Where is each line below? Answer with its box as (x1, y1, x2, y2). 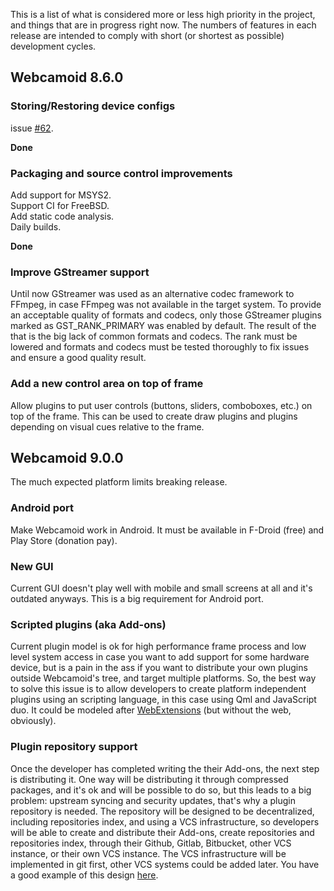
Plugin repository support (10, 740, 138, 754)
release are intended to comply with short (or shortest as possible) (10, 30, 285, 41)
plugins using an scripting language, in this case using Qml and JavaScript (10, 694, 317, 706)
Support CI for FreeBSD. (10, 199, 110, 211)
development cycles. (10, 40, 97, 52)
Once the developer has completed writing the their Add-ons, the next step (10, 762, 320, 774)
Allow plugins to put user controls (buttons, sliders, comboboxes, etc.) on (10, 399, 313, 411)
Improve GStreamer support (10, 265, 150, 279)
